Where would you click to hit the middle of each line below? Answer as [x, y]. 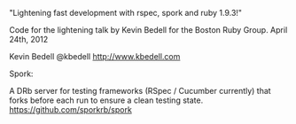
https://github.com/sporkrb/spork [71, 109]
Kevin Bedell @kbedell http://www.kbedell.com [95, 56]
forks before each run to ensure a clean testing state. [106, 100]
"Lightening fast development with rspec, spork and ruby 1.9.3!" [125, 13]
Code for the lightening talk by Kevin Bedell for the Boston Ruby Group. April [148, 30]
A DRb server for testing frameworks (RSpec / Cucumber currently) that [140, 91]
